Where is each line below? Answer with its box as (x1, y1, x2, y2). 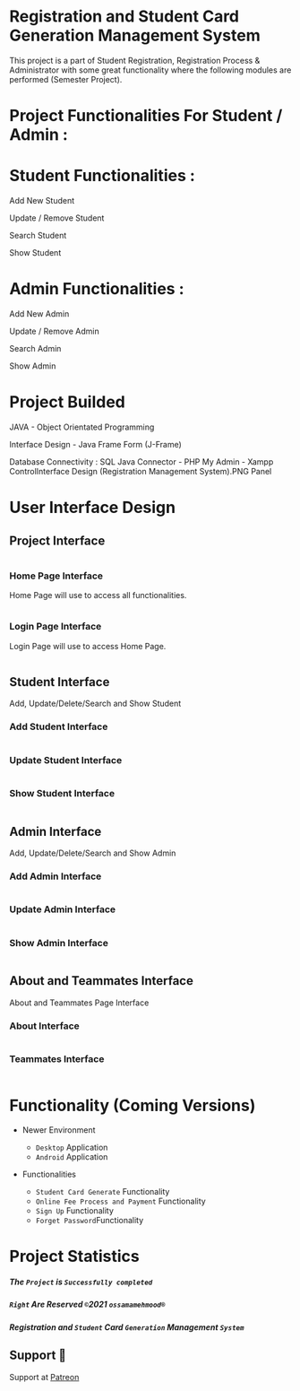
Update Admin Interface (9, 903, 116, 916)
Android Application (35, 1152, 108, 1162)
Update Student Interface (9, 753, 123, 766)
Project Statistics (9, 1247, 141, 1266)
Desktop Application (35, 1142, 108, 1153)
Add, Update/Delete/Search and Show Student (9, 698, 182, 709)
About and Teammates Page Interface (9, 997, 150, 1008)
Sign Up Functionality (35, 1205, 114, 1216)
